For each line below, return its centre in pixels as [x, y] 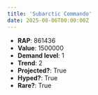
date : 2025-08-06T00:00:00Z [48, 20]
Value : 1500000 [41, 48]
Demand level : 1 [41, 55]
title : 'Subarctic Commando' [50, 14]
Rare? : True [34, 85]
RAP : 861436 [36, 40]
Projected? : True [42, 70]
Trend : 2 [30, 63]
